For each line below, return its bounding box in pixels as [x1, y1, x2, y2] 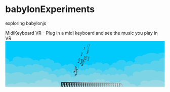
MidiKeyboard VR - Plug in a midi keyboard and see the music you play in [5, 30, 158, 36]
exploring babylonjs [5, 20, 47, 26]
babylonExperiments [5, 4, 95, 15]
